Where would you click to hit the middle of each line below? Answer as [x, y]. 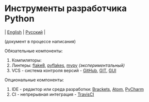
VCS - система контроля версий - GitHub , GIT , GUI [64, 70]
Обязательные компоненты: [34, 51]
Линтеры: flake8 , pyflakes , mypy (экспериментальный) [68, 65]
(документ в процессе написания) [40, 41]
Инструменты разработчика [66, 8]
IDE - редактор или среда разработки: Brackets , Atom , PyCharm [78, 89]
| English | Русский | [25, 32]
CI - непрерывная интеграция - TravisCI [53, 94]
